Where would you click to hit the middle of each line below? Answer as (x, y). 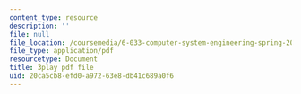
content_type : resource (54, 17)
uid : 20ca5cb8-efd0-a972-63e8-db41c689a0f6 (92, 76)
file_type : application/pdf (62, 51)
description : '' (39, 26)
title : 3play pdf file (52, 68)
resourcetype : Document (54, 59)
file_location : (38, 43)
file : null (30, 34)
